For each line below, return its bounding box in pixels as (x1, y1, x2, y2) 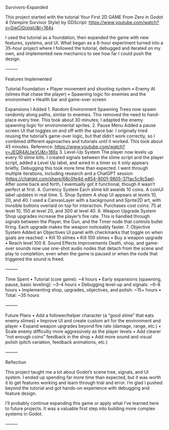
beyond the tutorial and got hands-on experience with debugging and (5, 385, 150, 391)
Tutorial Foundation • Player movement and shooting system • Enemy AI (5, 86, 155, 92)
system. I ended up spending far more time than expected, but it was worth (5, 375, 161, 380)
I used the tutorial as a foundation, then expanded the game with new (5, 35, 149, 40)
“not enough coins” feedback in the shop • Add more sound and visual (5, 334, 152, 339)
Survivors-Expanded (5, 5, 48, 10)
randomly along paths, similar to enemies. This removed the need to (5, 112, 146, 117)
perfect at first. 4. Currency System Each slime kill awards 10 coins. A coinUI (5, 186, 164, 192)
